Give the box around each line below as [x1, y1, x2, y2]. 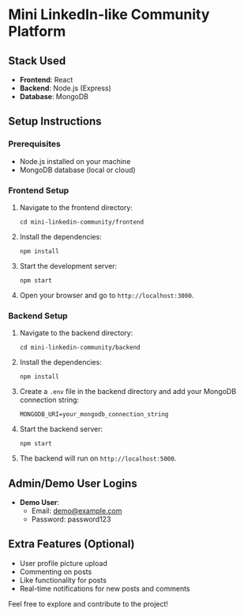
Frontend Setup [8, 185, 69, 196]
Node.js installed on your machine [19, 156, 131, 166]
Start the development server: [19, 261, 118, 270]
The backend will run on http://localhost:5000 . [19, 453, 177, 463]
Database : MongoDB [19, 92, 89, 101]
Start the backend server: [19, 424, 103, 434]
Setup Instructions [8, 115, 102, 128]
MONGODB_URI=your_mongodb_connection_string [19, 411, 169, 419]
